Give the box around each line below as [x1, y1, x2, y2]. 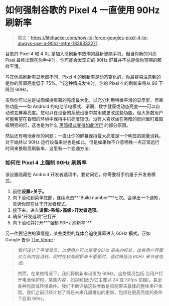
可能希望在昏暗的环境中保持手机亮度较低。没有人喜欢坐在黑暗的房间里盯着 [5, 116, 159, 122]
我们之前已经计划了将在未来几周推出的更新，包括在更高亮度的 [26, 289, 154, 295]
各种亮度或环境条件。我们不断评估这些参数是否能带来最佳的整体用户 [17, 283, 158, 289]
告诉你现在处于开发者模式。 [12, 201, 70, 207]
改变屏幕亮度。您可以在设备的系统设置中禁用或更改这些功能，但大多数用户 [9, 109, 163, 115]
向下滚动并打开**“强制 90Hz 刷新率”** [12, 220, 92, 226]
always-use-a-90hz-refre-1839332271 [17, 40, 98, 46]
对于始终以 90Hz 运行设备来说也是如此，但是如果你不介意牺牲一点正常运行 [5, 139, 159, 145]
